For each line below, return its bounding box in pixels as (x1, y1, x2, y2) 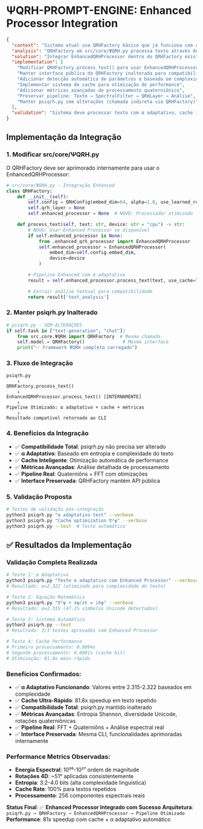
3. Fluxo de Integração (6, 359, 74, 367)
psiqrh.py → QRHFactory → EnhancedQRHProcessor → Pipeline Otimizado (6, 810, 185, 817)
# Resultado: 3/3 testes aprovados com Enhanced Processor (6, 628, 158, 634)
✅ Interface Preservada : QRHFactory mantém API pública (14, 477, 160, 484)
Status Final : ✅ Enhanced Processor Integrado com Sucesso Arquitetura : (6, 804, 194, 811)
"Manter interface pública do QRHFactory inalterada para (17, 70, 166, 76)
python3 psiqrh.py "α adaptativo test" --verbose (6, 511, 134, 518)
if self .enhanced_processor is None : (28, 233, 123, 239)
